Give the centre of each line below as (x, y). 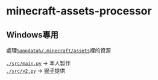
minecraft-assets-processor (79, 11)
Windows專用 (32, 35)
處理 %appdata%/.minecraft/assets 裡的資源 (59, 50)
